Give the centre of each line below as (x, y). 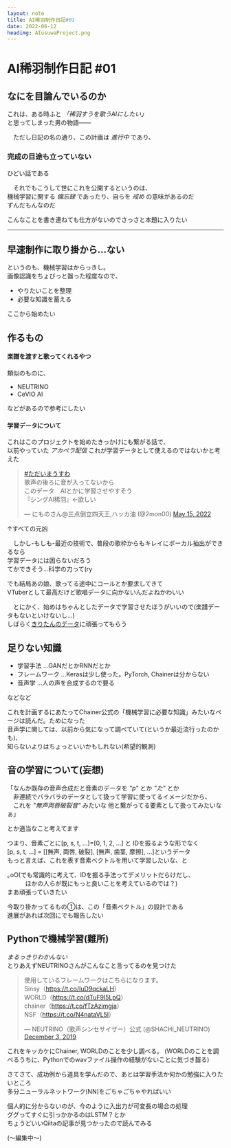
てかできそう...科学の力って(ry (50, 569)
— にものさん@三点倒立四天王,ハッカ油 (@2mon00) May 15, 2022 (118, 514)
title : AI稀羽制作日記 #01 (41, 20)
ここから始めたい (31, 314)
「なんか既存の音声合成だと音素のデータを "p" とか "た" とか (93, 788)
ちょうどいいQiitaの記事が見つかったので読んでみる (80, 1123)
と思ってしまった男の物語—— (49, 123)
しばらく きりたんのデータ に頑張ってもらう (67, 624)
